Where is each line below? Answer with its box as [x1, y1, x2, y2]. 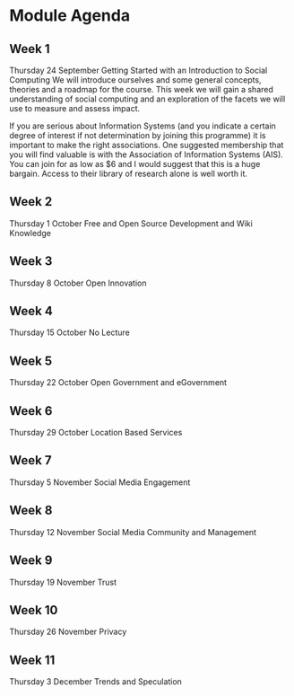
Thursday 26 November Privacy [9, 626, 127, 638]
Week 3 [9, 253, 53, 269]
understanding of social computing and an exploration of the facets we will [9, 93, 286, 104]
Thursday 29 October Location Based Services [9, 427, 183, 438]
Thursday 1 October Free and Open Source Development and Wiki [9, 217, 253, 229]
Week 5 [9, 353, 52, 368]
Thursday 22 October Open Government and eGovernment [9, 377, 227, 388]
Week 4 [9, 304, 54, 319]
